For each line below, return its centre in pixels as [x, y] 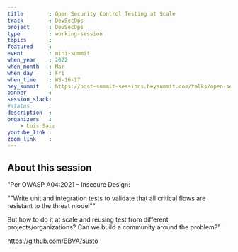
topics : [30, 40]
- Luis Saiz [38, 126]
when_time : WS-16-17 [44, 80]
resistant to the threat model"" [51, 206]
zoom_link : [30, 139]
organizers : [30, 119]
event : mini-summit [49, 54]
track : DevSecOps [45, 21]
